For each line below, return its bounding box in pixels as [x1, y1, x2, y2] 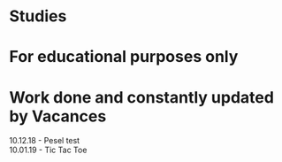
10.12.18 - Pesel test [9, 135, 80, 146]
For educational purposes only [9, 47, 239, 67]
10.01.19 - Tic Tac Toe [9, 144, 88, 156]
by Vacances [9, 106, 107, 126]
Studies [9, 6, 67, 27]
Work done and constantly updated [9, 87, 274, 107]
